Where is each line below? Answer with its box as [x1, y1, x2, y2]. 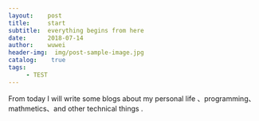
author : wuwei [8, 41, 66, 49]
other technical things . [67, 103, 143, 113]
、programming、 [197, 93, 256, 103]
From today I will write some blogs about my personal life [8, 93, 196, 103]
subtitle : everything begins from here [8, 26, 145, 34]
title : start [8, 19, 66, 27]
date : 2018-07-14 [8, 33, 84, 42]
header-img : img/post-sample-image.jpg [8, 49, 145, 57]
